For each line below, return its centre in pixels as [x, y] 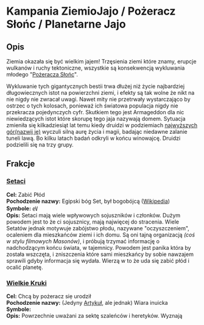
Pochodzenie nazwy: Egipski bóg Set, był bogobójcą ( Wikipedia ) [88, 201]
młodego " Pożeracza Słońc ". [42, 74]
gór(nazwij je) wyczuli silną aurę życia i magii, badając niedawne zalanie [97, 132]
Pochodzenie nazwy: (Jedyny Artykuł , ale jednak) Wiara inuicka [87, 302]
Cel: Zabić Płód [26, 194]
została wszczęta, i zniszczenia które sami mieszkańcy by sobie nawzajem [100, 254]
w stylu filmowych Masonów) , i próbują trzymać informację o [83, 241]
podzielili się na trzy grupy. [40, 144]
